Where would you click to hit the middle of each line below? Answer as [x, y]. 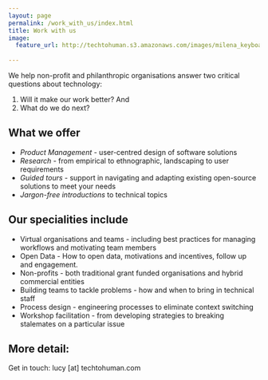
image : [19, 38]
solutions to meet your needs [68, 186]
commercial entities [52, 281]
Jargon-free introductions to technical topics [93, 194]
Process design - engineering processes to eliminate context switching [136, 307]
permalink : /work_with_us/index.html [71, 23]
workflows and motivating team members [88, 247]
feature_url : [37, 46]
